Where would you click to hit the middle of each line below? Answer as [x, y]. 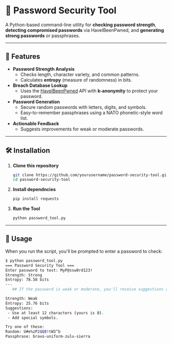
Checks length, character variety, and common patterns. [80, 74]
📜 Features [23, 57]
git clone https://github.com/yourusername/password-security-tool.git [91, 175]
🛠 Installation [28, 151]
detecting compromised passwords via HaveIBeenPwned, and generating [85, 30]
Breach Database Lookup [40, 85]
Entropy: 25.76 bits [27, 303]
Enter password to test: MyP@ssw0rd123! [49, 270]
